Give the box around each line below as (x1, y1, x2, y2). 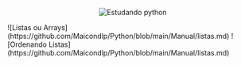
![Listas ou (7, 23, 42, 32)
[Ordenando (7, 40, 47, 49)
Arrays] (43, 23, 68, 32)
